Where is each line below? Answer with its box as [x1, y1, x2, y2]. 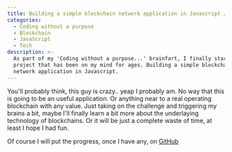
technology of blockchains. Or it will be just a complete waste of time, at [7, 116, 213, 124]
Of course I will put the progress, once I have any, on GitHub [7, 137, 179, 145]
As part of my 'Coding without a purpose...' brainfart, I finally [13, 55, 212, 62]
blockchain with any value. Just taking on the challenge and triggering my [7, 102, 217, 110]
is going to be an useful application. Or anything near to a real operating [7, 94, 212, 102]
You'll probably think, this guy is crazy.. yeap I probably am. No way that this [7, 87, 224, 95]
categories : [7, 17, 41, 23]
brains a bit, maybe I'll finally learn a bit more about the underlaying [7, 108, 199, 117]
